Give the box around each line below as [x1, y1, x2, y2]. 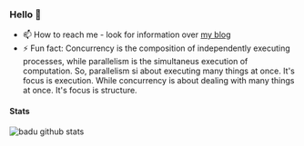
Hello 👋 [9, 8, 42, 21]
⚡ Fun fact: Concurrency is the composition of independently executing [22, 43, 291, 54]
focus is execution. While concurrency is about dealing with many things [22, 75, 295, 86]
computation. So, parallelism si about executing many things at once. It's [22, 65, 296, 76]
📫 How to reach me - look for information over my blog [22, 29, 231, 40]
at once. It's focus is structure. [22, 85, 138, 96]
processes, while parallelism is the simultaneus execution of [22, 56, 248, 67]
